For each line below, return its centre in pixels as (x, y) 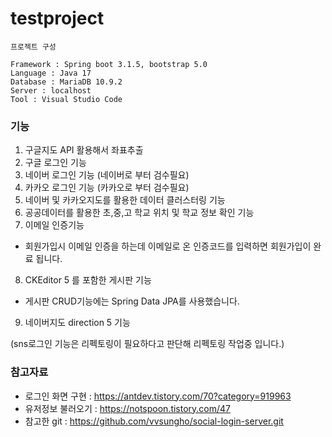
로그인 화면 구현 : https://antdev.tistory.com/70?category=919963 (158, 396)
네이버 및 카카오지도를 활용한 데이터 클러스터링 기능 (125, 200)
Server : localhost (51, 90)
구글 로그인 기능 (55, 163)
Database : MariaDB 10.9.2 (66, 82)
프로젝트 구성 (33, 47)
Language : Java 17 (51, 73)
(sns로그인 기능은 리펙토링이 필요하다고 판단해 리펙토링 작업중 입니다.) (147, 344)
